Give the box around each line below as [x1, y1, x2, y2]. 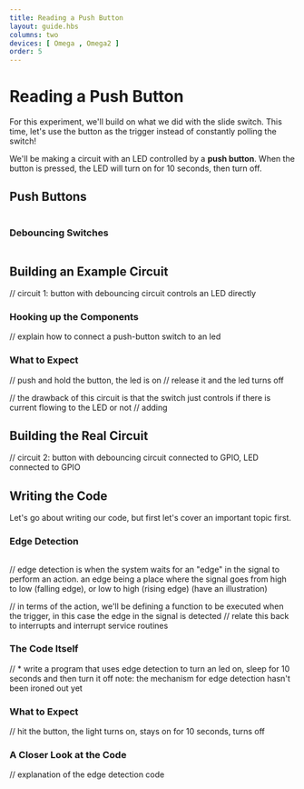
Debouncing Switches [9, 226, 109, 239]
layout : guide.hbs [9, 22, 79, 31]
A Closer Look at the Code [9, 749, 127, 762]
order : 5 [9, 47, 43, 56]
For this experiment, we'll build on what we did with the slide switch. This [9, 116, 283, 127]
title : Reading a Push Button [9, 13, 124, 23]
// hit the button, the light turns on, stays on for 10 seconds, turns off [9, 726, 266, 737]
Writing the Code [9, 488, 108, 504]
